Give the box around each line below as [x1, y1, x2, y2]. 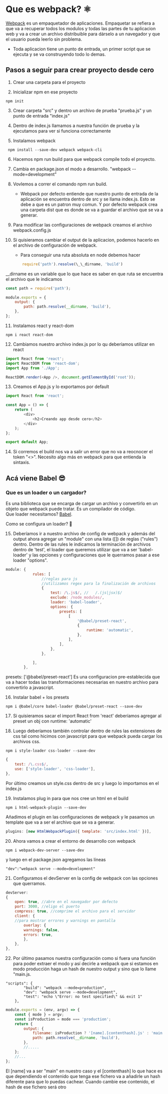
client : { [14, 914, 35, 919]
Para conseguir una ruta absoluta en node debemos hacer [20, 252, 140, 258]
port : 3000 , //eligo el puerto [14, 904, 80, 909]
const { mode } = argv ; [14, 1012, 64, 1017]
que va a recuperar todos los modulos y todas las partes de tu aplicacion [5, 25, 156, 31]
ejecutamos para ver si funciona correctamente [12, 128, 111, 134]
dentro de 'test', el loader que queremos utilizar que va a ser [12, 546, 137, 552]
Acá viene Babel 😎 [5, 474, 65, 482]
